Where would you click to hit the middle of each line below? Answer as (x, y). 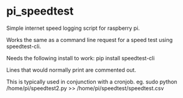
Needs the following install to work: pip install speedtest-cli (81, 58)
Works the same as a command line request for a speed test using (89, 40)
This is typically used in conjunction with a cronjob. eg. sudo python (92, 82)
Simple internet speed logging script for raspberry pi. (73, 28)
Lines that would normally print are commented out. (71, 70)
